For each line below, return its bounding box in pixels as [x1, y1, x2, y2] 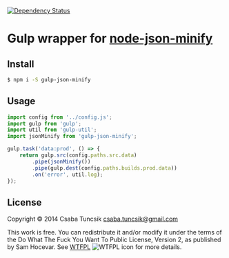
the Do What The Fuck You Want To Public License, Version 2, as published [7, 235, 221, 244]
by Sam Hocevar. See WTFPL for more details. [7, 243, 182, 251]
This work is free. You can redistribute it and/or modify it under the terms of [7, 228, 223, 237]
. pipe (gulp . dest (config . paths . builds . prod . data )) [32, 164, 177, 172]
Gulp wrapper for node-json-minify [7, 31, 213, 46]
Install [7, 58, 34, 70]
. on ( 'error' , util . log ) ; [32, 171, 103, 178]
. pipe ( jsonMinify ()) [32, 158, 91, 165]
